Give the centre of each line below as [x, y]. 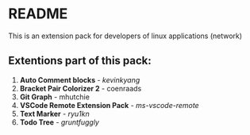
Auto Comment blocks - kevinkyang [80, 79]
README [38, 14]
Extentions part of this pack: [80, 61]
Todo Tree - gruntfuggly [59, 122]
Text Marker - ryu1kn [54, 114]
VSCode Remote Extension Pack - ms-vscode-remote [110, 105]
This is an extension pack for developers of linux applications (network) [125, 36]
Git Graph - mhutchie [54, 97]
